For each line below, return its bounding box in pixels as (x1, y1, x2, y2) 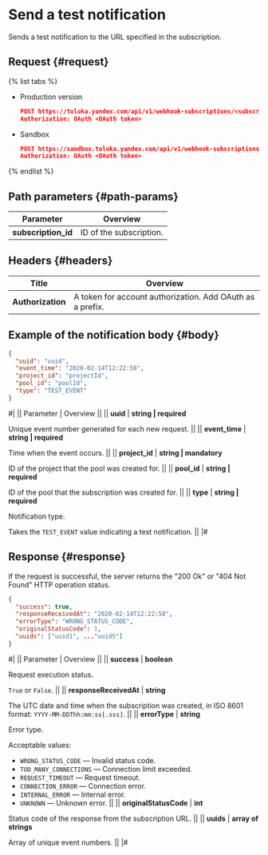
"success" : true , (15, 602, 73, 610)
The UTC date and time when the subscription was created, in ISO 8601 (8, 701, 244, 710)
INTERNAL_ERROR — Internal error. (19, 789, 126, 799)
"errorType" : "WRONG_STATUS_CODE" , (15, 618, 134, 626)
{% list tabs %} (8, 76, 58, 85)
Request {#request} (8, 55, 109, 69)
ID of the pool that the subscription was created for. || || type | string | (8, 487, 239, 497)
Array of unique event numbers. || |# (8, 837, 128, 847)
